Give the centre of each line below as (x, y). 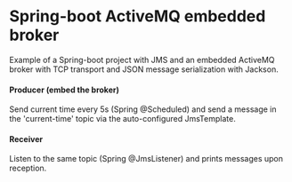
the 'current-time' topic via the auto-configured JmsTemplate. (122, 119)
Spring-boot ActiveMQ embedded (138, 16)
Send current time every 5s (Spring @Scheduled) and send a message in (143, 109)
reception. (28, 168)
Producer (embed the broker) (65, 90)
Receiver (26, 138)
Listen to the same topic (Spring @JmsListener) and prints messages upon (146, 159)
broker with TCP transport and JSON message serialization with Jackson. (144, 69)
